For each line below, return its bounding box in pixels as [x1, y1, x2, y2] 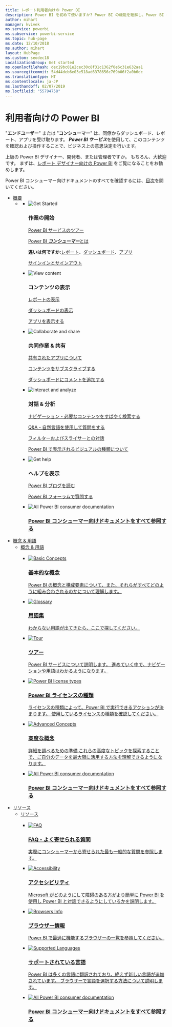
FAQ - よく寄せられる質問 [28, 836, 91, 843]
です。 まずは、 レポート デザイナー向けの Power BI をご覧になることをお [5, 160, 159, 167]
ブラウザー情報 [28, 922, 65, 929]
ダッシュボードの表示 [28, 307, 73, 313]
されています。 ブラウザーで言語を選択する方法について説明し [28, 978, 159, 984]
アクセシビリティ [28, 879, 70, 886]
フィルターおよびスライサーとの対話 [28, 435, 104, 441]
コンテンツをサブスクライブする [28, 366, 96, 372]
